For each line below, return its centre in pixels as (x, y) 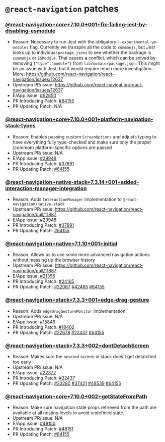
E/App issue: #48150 (34, 424)
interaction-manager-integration (46, 188)
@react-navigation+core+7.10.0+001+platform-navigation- (79, 119)
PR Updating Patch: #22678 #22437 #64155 (58, 332)
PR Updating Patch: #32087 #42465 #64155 (58, 287)
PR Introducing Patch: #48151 (43, 429)
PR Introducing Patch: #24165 (43, 281)
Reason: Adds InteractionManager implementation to (67, 200)
